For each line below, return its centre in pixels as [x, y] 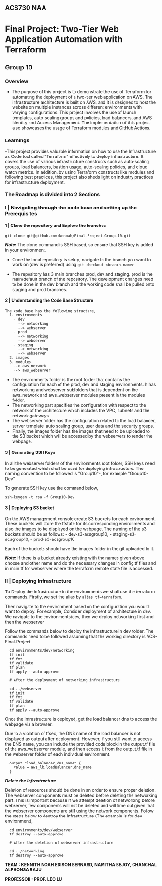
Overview [17, 81]
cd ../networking [27, 851]
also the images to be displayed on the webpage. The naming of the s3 [76, 529]
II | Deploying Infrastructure [38, 581]
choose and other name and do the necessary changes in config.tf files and [81, 563]
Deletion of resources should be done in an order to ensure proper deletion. [80, 790]
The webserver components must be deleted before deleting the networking [81, 795]
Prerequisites [21, 214]
